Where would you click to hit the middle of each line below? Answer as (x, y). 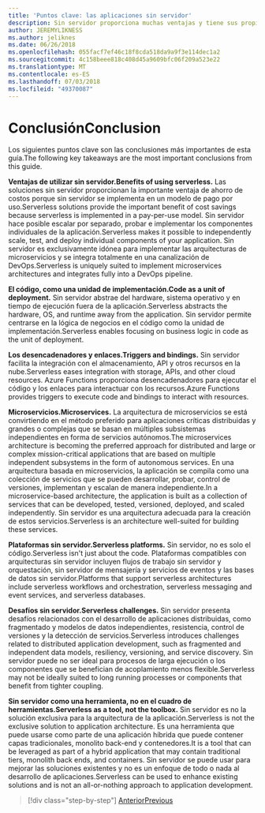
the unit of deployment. (46, 339)
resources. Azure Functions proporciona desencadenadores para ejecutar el (132, 380)
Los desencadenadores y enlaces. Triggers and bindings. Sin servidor (124, 355)
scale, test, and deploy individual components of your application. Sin (121, 241)
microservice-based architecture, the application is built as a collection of (128, 496)
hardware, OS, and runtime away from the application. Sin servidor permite (130, 315)
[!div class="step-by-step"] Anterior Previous (100, 800)
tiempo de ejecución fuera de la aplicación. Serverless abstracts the (118, 306)
